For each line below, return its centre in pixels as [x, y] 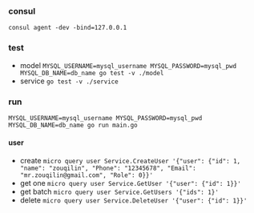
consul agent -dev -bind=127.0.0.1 [68, 28]
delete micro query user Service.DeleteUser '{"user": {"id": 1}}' [133, 200]
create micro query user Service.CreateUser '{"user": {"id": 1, [130, 161]
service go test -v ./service [69, 81]
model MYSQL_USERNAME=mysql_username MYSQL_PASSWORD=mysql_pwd [128, 65]
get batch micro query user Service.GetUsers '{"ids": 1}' [119, 192]
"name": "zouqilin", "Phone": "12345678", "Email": [108, 169]
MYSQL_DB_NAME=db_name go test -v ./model [92, 73]
